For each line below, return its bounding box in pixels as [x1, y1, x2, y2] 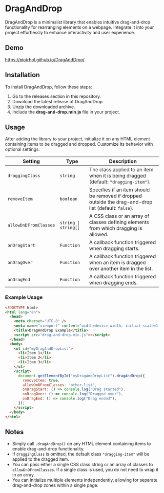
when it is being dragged [89, 172, 146, 179]
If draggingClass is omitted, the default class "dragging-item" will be [12, 451, 150, 457]
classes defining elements [89, 219, 149, 225]
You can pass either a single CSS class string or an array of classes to [12, 462, 153, 468]
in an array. [12, 472, 35, 478]
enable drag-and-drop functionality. [12, 446, 84, 452]
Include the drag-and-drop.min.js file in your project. [12, 109, 121, 115]
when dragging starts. [89, 245, 140, 252]
